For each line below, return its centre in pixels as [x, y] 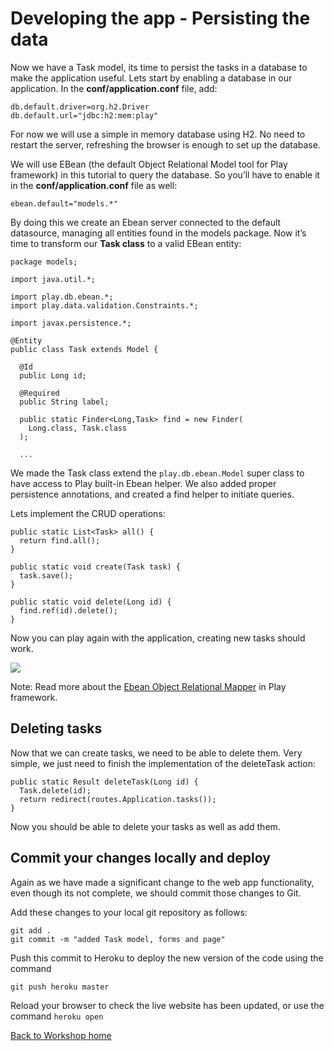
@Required [39, 393]
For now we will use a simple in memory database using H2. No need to [158, 134]
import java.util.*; [53, 279]
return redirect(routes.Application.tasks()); [118, 799]
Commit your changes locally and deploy [140, 858]
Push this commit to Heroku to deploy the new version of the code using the [167, 958]
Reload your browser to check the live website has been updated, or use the [167, 1005]
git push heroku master [60, 987]
